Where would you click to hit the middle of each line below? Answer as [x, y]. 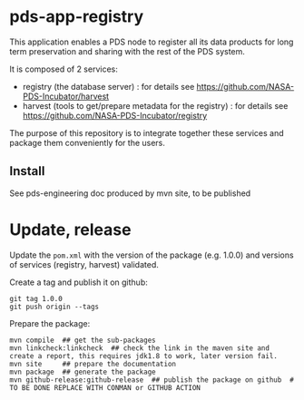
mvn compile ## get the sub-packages [83, 340]
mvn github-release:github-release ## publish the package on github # [152, 380]
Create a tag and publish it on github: [78, 282]
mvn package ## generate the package [83, 372]
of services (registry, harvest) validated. [84, 264]
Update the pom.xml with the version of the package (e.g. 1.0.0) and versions [152, 255]
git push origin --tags [54, 307]
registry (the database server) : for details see [108, 86]
